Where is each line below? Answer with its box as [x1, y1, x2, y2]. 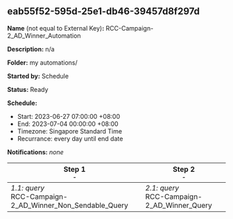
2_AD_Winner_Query [145, 200, 213, 210]
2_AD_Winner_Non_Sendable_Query [10, 200, 128, 210]
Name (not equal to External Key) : [7, 24, 105, 32]
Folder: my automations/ [7, 58, 78, 67]
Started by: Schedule [7, 72, 69, 80]
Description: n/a [7, 44, 55, 53]
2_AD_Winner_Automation [7, 31, 81, 40]
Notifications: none [7, 147, 64, 156]
